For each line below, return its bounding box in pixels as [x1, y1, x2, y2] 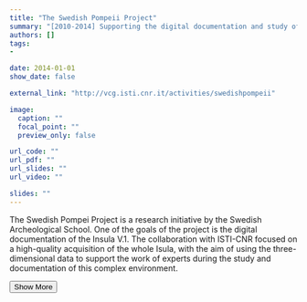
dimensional [9, 253, 56, 264]
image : [9, 105, 35, 114]
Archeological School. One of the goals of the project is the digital [9, 224, 258, 234]
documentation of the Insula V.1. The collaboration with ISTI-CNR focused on [9, 234, 298, 245]
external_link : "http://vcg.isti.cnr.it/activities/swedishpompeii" [9, 89, 276, 98]
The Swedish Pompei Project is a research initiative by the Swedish [9, 213, 262, 224]
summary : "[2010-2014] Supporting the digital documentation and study [9, 22, 288, 31]
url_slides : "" [9, 164, 68, 173]
